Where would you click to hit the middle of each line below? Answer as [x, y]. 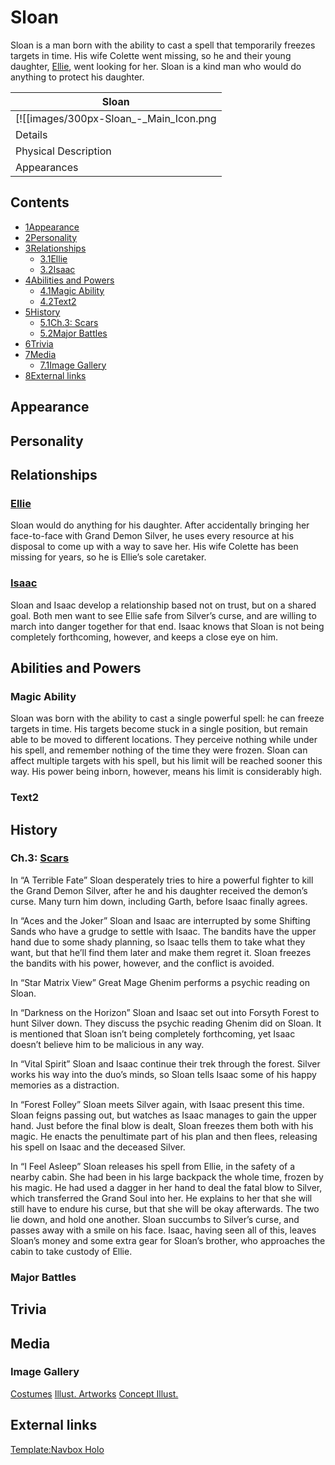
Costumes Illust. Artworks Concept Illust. [94, 1393]
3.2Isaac [57, 269]
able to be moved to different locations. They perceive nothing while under [164, 740]
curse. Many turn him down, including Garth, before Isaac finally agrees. [159, 901]
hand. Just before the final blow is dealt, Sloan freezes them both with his [162, 1125]
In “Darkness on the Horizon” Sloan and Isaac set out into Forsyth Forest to [165, 1012]
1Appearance [52, 227]
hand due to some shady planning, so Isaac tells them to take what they [158, 942]
